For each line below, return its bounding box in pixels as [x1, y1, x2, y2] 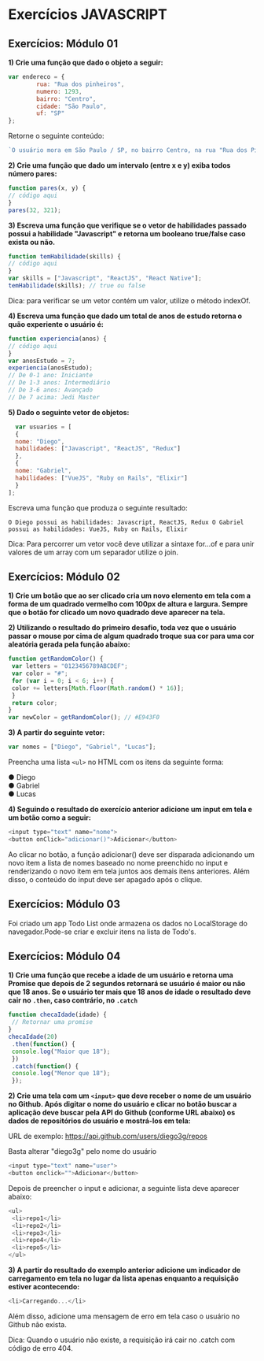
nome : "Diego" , [15, 437, 65, 446]
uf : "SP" [36, 109, 65, 117]
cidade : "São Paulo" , [36, 102, 108, 110]
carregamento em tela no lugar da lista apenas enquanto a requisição [8, 1274, 239, 1283]
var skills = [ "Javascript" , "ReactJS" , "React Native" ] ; [8, 274, 202, 283]
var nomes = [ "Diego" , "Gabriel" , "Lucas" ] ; [8, 743, 156, 751]
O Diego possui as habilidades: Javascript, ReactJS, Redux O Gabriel [8, 518, 244, 526]
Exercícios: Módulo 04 [8, 950, 121, 963]
